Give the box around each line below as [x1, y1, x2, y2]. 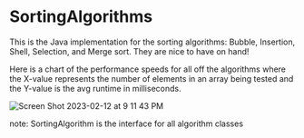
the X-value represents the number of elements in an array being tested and [9, 73, 294, 84]
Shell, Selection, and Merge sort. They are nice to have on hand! [9, 45, 250, 56]
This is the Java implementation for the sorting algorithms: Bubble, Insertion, [9, 36, 296, 47]
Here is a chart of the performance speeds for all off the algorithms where [9, 64, 287, 74]
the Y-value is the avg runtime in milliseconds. [9, 83, 181, 94]
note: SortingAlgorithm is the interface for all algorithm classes [9, 118, 243, 129]
